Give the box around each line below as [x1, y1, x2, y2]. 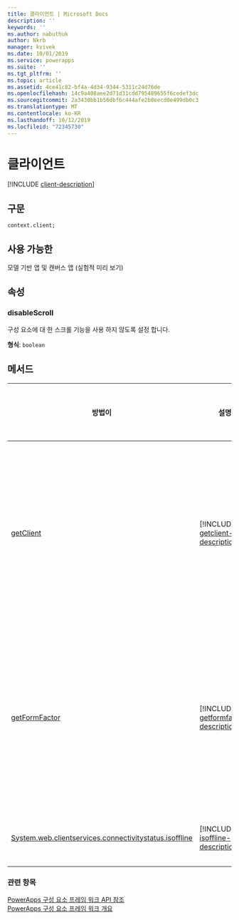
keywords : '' [7, 24, 46, 31]
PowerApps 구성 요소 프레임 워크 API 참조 [7, 895, 124, 904]
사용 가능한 [7, 243, 53, 255]
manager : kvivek [7, 44, 55, 51]
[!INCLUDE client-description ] [7, 180, 95, 189]
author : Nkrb [7, 37, 46, 44]
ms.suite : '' [7, 63, 46, 71]
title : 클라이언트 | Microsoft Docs [7, 10, 109, 18]
